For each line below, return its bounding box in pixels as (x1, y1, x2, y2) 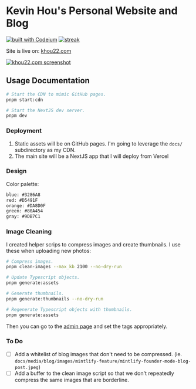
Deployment (6, 127, 42, 135)
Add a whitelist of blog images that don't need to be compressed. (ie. (14, 350, 183, 357)
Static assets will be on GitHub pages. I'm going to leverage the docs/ (14, 140, 183, 147)
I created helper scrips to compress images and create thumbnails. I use (6, 241, 181, 248)
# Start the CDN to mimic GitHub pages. (6, 91, 107, 97)
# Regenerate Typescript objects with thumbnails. (6, 306, 133, 312)
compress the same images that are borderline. (14, 376, 129, 383)
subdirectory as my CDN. (14, 146, 76, 153)
